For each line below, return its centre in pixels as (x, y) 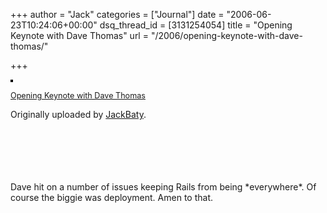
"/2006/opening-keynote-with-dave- (226, 35)
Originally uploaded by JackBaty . (78, 114)
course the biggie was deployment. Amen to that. (111, 197)
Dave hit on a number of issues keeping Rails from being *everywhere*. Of (163, 187)
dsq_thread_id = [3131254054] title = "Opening (196, 25)
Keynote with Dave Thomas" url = (79, 35)
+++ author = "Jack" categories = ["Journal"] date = (117, 14)
